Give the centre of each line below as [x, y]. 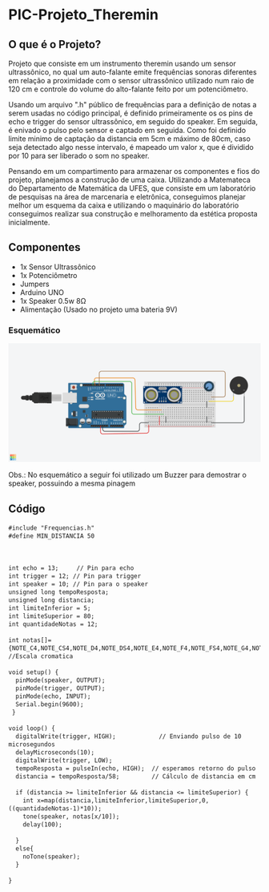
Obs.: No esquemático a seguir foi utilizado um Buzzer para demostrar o [127, 475]
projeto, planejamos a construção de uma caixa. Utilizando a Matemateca [129, 180]
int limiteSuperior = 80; [51, 616]
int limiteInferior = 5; [50, 608]
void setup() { [34, 672]
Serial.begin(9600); [50, 704]
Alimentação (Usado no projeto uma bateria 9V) [98, 309]
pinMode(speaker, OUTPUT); [60, 680]
